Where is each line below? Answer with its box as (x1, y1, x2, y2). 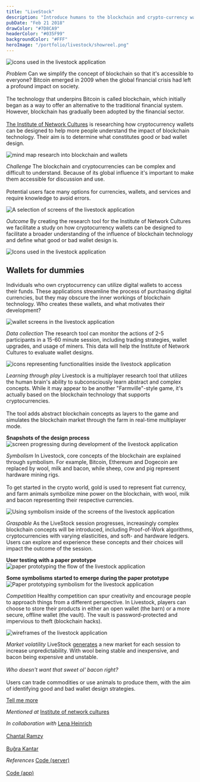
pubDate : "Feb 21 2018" (6, 20, 65, 26)
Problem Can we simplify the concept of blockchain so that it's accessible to (6, 70, 194, 77)
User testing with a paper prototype (6, 556, 96, 564)
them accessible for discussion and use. (6, 175, 105, 183)
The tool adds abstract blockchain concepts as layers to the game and (6, 410, 179, 417)
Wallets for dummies (6, 265, 85, 276)
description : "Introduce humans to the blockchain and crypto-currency (6, 14, 187, 20)
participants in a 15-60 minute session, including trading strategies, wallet (6, 336, 187, 343)
